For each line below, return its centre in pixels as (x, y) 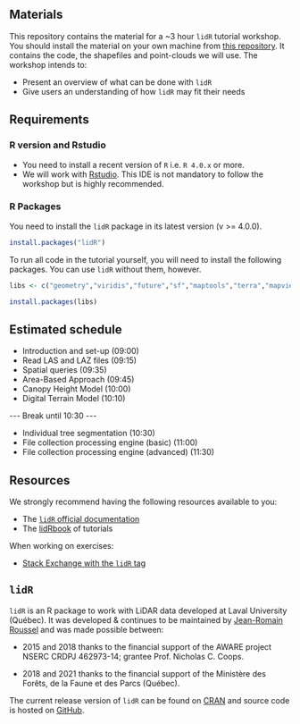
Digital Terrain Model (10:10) (74, 399)
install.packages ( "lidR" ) (57, 242)
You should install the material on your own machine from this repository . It (147, 46)
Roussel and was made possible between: (87, 629)
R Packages (35, 206)
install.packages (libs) (54, 302)
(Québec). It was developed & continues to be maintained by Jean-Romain (146, 619)
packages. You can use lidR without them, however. (105, 269)
